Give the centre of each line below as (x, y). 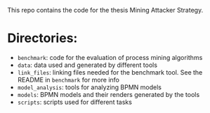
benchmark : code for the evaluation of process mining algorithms (110, 57)
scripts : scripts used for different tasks (74, 102)
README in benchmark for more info (68, 80)
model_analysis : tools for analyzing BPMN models (89, 87)
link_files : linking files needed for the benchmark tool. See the (110, 72)
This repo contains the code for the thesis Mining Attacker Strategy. (105, 10)
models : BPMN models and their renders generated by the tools (109, 94)
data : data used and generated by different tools (87, 65)
